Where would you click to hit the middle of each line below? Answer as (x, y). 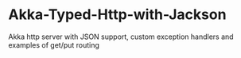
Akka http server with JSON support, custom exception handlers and (121, 37)
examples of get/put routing (54, 44)
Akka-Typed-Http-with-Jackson (117, 15)
